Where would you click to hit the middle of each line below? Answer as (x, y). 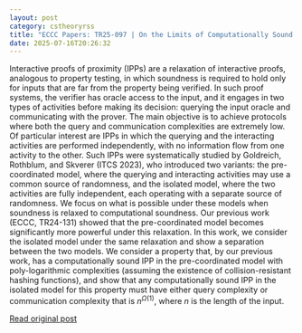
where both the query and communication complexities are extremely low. (147, 127)
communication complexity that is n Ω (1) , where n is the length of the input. (147, 300)
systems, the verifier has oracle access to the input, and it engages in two (147, 98)
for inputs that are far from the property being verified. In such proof (137, 88)
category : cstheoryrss (52, 26)
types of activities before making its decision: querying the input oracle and (150, 107)
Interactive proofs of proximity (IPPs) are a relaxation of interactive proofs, (148, 69)
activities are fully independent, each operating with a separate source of (146, 194)
